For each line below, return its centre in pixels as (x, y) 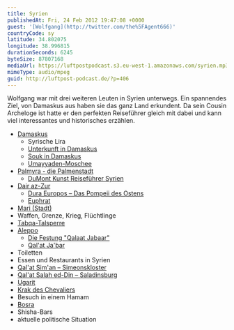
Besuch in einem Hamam (53, 297)
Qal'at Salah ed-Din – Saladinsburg (67, 275)
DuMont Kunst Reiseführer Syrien (76, 179)
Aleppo (28, 230)
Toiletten (30, 253)
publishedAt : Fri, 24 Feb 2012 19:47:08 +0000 (76, 20)
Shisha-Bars (35, 312)
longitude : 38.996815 (39, 46)
